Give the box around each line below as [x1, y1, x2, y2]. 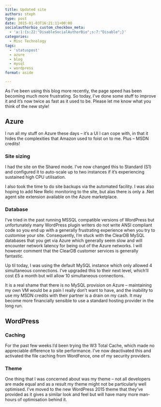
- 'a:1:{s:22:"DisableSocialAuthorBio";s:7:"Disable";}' [9, 30, 127, 34]
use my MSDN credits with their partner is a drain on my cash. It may [5, 292, 142, 299]
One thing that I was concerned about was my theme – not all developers [5, 376, 151, 382]
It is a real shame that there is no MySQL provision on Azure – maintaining [5, 282, 152, 288]
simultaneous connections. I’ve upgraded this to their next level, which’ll [5, 268, 149, 273]
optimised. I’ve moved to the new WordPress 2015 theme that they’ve [5, 387, 144, 392]
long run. [5, 303, 23, 309]
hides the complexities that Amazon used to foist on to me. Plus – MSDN [5, 136, 149, 141]
